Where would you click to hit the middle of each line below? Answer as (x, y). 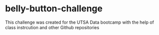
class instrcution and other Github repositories (52, 27)
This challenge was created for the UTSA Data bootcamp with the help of (79, 22)
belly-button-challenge (54, 9)
